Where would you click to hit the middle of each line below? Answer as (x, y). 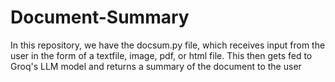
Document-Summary (100, 17)
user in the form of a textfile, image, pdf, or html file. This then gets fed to (161, 55)
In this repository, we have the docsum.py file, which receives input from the (168, 45)
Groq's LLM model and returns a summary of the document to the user (156, 66)
